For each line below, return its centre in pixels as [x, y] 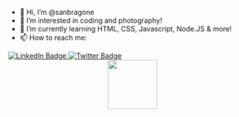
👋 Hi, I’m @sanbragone [57, 12]
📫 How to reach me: [53, 38]
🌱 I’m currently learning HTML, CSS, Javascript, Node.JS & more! [126, 29]
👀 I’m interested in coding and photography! [91, 20]
